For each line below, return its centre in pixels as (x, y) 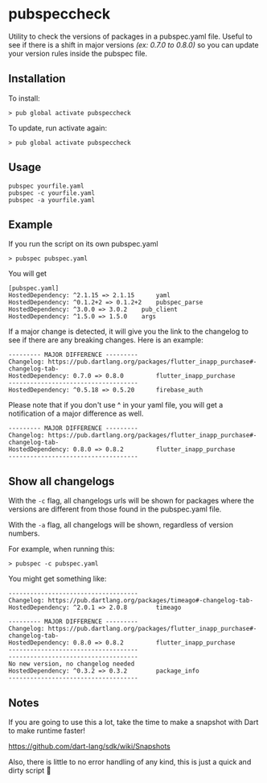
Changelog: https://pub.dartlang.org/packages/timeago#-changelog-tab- (131, 601)
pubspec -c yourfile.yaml (51, 193)
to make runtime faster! (47, 731)
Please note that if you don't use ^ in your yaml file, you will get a (116, 405)
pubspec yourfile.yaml (46, 186)
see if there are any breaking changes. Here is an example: (106, 340)
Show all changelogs (62, 481)
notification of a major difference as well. (76, 414)
